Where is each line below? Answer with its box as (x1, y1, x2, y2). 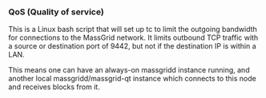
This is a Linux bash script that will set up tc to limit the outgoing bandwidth (8, 25, 258, 34)
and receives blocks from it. (8, 82, 100, 92)
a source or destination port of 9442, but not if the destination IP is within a (8, 41, 256, 51)
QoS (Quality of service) (8, 6, 104, 18)
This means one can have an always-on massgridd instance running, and (8, 65, 250, 75)
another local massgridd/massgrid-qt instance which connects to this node (8, 74, 256, 84)
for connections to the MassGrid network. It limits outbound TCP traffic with (8, 33, 259, 42)
